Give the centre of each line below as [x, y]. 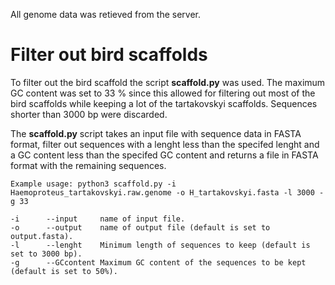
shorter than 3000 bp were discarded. [89, 114]
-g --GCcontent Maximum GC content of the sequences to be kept [158, 262]
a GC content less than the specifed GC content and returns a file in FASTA [164, 155]
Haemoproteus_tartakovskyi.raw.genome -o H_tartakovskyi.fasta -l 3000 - [167, 192]
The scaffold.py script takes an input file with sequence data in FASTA [156, 133]
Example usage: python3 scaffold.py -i [93, 184]
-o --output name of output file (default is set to [140, 227]
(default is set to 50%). [64, 271]
